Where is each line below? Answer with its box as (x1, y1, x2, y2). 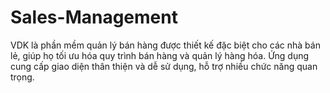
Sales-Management (10, 6, 178, 29)
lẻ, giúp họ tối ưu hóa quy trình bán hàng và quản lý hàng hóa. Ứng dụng (10, 49, 310, 61)
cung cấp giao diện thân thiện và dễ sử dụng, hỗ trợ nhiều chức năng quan (10, 60, 318, 72)
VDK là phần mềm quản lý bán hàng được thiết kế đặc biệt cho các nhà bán (10, 39, 321, 51)
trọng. (10, 71, 35, 83)
